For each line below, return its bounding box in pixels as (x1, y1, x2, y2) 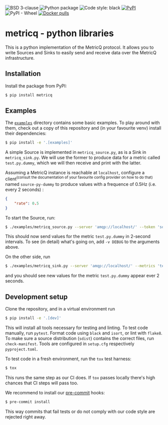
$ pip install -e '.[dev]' (5, 315, 61, 321)
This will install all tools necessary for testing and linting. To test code (5, 325, 148, 331)
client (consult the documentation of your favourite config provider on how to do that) (5, 175, 153, 182)
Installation (5, 69, 41, 78)
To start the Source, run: (5, 215, 55, 221)
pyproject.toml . (5, 346, 38, 352)
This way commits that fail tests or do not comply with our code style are (5, 408, 155, 414)
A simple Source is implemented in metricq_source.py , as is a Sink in (5, 149, 146, 155)
